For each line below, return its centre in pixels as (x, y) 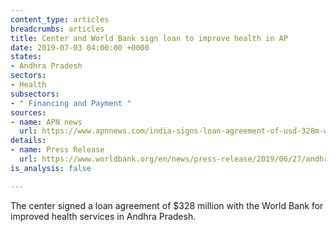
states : (26, 57)
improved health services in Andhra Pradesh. (103, 216)
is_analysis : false (51, 168)
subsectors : (35, 94)
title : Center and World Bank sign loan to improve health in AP (149, 38)
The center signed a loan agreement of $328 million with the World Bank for (167, 205)
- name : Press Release (57, 150)
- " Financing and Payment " (71, 103)
